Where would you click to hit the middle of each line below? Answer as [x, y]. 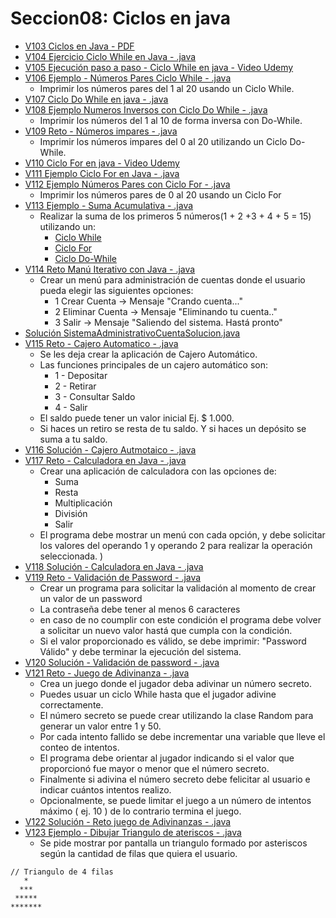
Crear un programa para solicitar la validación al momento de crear [178, 588]
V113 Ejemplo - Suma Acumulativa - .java [109, 205]
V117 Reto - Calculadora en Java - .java [105, 460]
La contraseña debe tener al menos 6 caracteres [140, 609]
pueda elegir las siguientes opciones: [116, 290]
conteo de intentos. [79, 747]
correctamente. [71, 704]
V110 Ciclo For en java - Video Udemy [102, 163]
